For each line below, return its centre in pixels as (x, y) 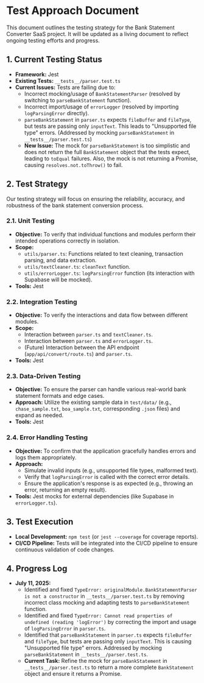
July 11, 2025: (33, 583)
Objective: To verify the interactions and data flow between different (101, 315)
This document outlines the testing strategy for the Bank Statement (90, 27)
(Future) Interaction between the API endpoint (82, 347)
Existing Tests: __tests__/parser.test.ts (68, 80)
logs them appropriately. (46, 457)
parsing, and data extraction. (60, 260)
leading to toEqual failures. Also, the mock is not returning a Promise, (111, 158)
